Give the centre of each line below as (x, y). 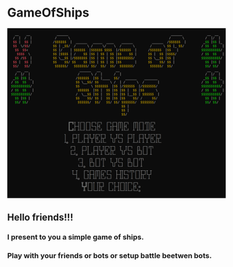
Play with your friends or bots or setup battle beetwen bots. (110, 255)
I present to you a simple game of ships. (76, 237)
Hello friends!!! (40, 218)
